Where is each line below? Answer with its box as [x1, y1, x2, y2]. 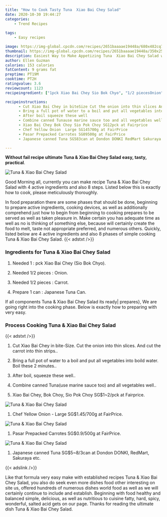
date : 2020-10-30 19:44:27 [5, 12, 61, 17]
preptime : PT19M [5, 72, 39, 77]
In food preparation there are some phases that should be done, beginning [5, 199, 158, 205]
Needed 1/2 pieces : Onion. [12, 269, 68, 275]
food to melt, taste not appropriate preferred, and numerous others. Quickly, [5, 226, 161, 232]
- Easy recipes [14, 35, 46, 40]
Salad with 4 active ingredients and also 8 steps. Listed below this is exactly [5, 184, 161, 190]
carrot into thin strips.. [12, 348, 58, 354]
